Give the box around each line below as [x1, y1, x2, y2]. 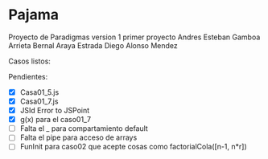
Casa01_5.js [19, 87, 60, 97]
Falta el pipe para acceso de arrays [19, 132, 138, 142]
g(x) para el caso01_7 [19, 115, 91, 124]
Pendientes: [8, 71, 48, 81]
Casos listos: [8, 56, 51, 66]
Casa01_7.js [19, 96, 59, 106]
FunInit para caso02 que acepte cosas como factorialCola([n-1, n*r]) [19, 142, 247, 152]
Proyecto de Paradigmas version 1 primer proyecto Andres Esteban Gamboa [8, 32, 261, 42]
